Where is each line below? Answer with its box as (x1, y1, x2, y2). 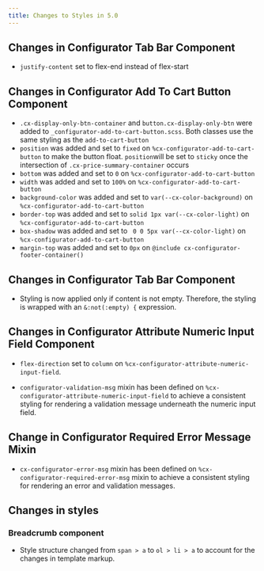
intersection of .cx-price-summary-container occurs (19, 160, 190, 170)
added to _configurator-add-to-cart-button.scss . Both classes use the (19, 127, 254, 136)
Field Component (8, 337, 95, 351)
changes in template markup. (19, 554, 115, 563)
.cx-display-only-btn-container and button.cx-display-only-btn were (19, 118, 253, 128)
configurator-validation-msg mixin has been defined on (19, 382, 204, 392)
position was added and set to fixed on (19, 143, 151, 153)
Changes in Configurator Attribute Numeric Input (8, 325, 255, 339)
